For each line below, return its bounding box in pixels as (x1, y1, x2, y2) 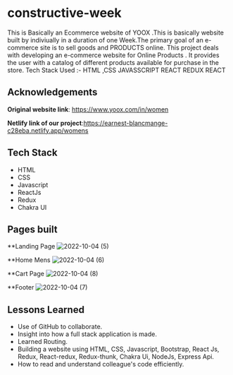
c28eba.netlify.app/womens (7, 126, 89, 135)
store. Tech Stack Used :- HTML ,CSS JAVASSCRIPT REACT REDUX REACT (7, 66, 226, 74)
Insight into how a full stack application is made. (17, 330, 157, 338)
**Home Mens (7, 256, 51, 264)
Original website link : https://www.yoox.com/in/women (7, 105, 169, 114)
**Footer (7, 283, 34, 292)
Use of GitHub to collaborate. (17, 323, 103, 331)
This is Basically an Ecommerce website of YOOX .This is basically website (7, 28, 224, 37)
